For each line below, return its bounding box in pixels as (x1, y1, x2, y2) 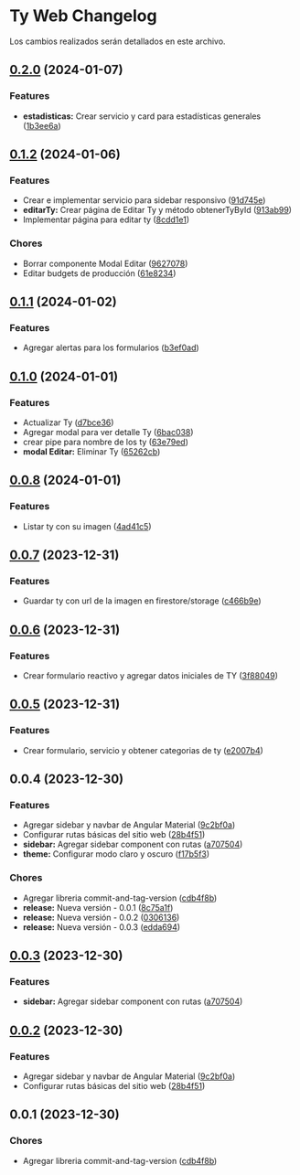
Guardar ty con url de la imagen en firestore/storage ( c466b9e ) (22, 595, 262, 606)
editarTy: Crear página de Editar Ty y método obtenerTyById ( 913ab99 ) (22, 205, 293, 216)
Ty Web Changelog (9, 5, 157, 27)
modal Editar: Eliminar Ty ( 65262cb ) (22, 445, 161, 457)
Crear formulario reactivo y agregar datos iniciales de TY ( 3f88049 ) (22, 670, 279, 681)
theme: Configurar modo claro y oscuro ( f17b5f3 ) (22, 849, 210, 860)
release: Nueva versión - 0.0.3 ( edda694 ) (22, 921, 181, 933)
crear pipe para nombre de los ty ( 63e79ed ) (22, 436, 189, 447)
